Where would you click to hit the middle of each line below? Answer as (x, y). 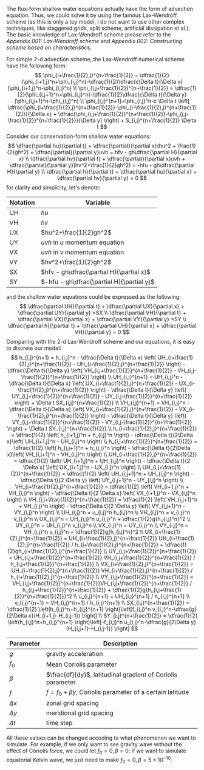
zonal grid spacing (72, 703)
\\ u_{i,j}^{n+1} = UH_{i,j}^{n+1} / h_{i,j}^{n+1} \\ (131, 596)
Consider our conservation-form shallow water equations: (79, 136)
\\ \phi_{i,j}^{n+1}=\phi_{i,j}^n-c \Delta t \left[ (135, 101)
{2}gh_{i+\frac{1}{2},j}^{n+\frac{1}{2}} (55, 551)
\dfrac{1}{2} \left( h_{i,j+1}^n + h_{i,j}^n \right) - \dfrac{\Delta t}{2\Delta (102, 448)
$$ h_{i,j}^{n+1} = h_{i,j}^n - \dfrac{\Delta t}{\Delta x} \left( (83, 357)
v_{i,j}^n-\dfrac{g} (175, 609)
